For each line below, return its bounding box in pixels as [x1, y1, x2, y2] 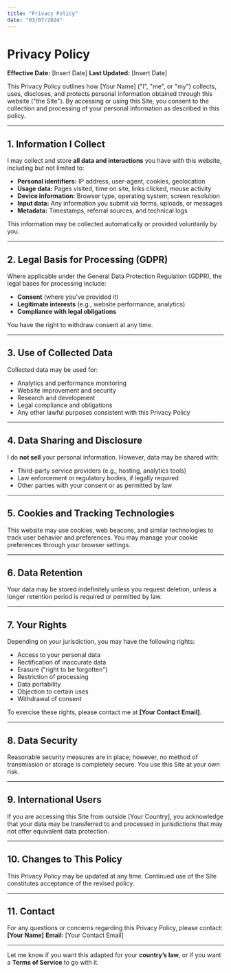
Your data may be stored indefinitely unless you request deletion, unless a [7, 585, 217, 593]
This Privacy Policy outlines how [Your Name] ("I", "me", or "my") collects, [7, 82, 217, 90]
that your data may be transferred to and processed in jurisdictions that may [7, 819, 223, 828]
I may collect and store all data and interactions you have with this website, [7, 157, 222, 165]
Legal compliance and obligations [16, 401, 113, 409]
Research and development [16, 393, 96, 402]
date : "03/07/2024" [7, 17, 63, 23]
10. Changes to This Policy [7, 854, 122, 865]
